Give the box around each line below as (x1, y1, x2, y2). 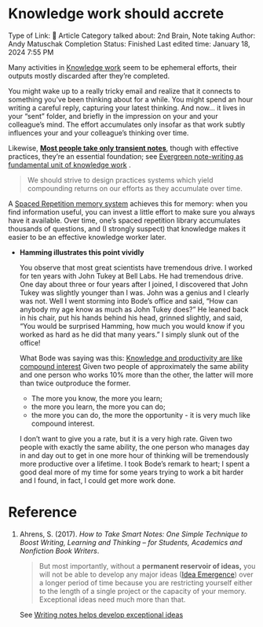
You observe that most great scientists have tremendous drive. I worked (19, 263, 253, 272)
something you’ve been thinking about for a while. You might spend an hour (8, 94, 254, 104)
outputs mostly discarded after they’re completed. (8, 71, 170, 80)
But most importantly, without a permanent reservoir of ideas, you (38, 561, 256, 570)
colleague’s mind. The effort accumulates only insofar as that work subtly (8, 120, 246, 129)
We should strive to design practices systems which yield (27, 175, 214, 185)
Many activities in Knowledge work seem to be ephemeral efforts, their (8, 62, 237, 72)
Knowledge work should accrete (8, 5, 225, 23)
